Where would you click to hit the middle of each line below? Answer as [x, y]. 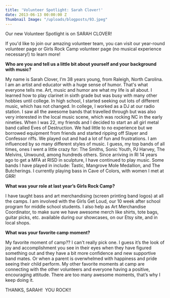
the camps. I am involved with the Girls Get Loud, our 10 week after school [83, 201]
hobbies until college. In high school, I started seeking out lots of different [82, 101]
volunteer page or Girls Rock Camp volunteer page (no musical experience [83, 49]
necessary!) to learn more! [33, 54]
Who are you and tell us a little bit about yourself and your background [81, 64]
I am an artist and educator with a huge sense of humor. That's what [77, 85]
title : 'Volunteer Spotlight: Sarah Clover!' [54, 10]
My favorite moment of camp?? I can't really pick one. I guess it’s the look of [85, 243]
